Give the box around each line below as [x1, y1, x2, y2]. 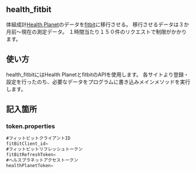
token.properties [6, 122, 56, 130]
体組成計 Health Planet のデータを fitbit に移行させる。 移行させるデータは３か [6, 20, 189, 28]
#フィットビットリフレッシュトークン [6, 146, 83, 153]
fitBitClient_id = [6, 141, 49, 147]
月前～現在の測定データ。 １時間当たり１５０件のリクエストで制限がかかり [6, 28, 187, 35]
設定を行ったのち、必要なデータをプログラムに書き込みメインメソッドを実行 [6, 78, 191, 85]
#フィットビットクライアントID [6, 136, 71, 141]
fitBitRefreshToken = [6, 151, 57, 157]
